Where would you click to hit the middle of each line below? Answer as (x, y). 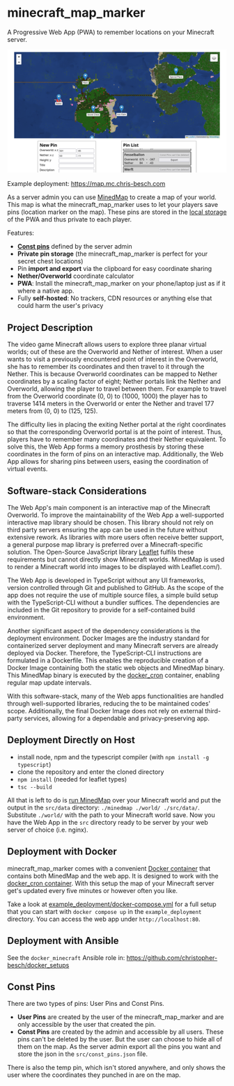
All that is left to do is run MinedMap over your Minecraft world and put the (114, 800)
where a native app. (46, 291)
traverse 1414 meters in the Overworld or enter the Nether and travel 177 (111, 404)
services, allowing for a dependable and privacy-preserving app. (117, 718)
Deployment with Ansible (63, 941)
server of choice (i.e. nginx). (48, 830)
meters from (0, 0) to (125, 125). (53, 411)
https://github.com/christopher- (172, 957)
